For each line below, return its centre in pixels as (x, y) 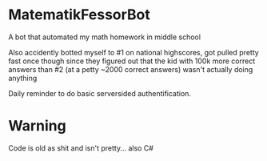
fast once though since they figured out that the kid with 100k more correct (132, 61)
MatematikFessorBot (79, 15)
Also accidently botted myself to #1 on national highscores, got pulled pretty (134, 52)
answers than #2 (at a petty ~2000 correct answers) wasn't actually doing (131, 69)
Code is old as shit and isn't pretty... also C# (81, 148)
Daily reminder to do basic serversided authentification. (100, 93)
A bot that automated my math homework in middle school (105, 37)
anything (23, 78)
